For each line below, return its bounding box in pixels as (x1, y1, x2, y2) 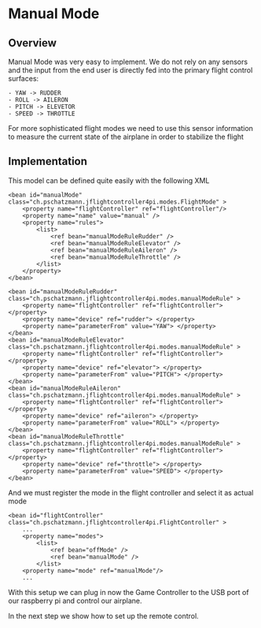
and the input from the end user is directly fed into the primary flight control (8, 65, 253, 75)
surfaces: (8, 74, 39, 83)
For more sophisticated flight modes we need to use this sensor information (8, 124, 254, 133)
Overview (8, 36, 57, 50)
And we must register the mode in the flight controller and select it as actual (8, 488, 254, 497)
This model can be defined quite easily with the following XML (8, 175, 210, 185)
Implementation (8, 155, 88, 168)
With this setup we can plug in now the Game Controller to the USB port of (8, 587, 249, 596)
